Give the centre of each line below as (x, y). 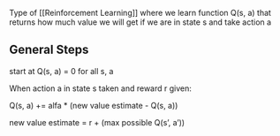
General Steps (49, 50)
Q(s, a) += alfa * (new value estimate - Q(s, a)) (94, 105)
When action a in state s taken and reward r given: (100, 88)
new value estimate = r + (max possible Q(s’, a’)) (97, 122)
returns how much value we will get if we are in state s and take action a (140, 22)
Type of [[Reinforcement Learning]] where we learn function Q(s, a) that (140, 13)
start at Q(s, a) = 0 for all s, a (61, 71)
